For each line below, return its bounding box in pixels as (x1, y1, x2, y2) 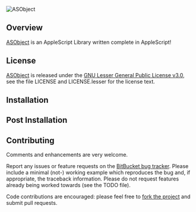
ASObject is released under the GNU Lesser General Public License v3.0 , (6, 71, 185, 78)
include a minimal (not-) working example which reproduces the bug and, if (6, 169, 191, 176)
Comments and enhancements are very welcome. (6, 151, 128, 159)
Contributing (6, 135, 55, 145)
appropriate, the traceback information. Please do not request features (6, 175, 179, 182)
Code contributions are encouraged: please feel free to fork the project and (6, 193, 191, 200)
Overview (6, 23, 43, 33)
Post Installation (6, 115, 68, 125)
